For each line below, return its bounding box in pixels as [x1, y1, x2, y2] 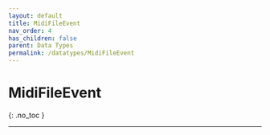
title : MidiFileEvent [8, 19, 81, 27]
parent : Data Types [8, 42, 74, 50]
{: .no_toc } [8, 110, 45, 120]
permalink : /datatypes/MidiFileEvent [8, 49, 135, 57]
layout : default [8, 11, 63, 20]
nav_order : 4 [8, 27, 52, 35]
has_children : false [8, 34, 78, 43]
